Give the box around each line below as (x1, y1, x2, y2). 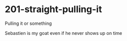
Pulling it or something (5, 20, 52, 26)
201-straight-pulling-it (5, 4, 103, 15)
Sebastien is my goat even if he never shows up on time (5, 30, 122, 36)
